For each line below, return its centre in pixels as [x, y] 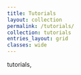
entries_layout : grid [38, 39]
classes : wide [27, 45]
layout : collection [35, 20]
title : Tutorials [32, 13]
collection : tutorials [39, 32]
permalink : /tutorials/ [41, 26]
